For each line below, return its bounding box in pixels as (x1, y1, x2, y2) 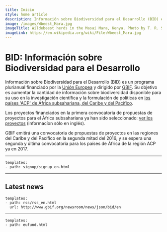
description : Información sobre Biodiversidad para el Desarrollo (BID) (5, 16, 159, 21)
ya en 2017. (5, 145, 28, 152)
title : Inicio (5, 7, 35, 12)
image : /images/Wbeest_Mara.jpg (5, 21, 72, 26)
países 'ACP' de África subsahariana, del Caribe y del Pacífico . (5, 100, 133, 106)
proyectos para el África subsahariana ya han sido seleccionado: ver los (5, 115, 153, 121)
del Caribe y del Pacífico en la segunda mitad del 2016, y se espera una (5, 135, 152, 141)
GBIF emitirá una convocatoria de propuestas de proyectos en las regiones (5, 130, 159, 136)
